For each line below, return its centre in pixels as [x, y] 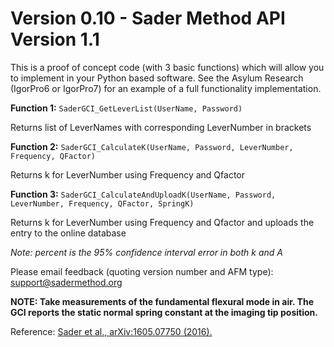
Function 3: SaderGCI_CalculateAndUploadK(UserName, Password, [143, 194]
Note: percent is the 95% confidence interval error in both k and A [146, 252]
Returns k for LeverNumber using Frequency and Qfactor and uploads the [162, 222]
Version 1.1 [55, 39]
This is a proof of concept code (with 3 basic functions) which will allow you [167, 67]
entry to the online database [68, 233]
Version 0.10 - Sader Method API [148, 18]
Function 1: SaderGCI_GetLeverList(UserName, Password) [126, 108]
